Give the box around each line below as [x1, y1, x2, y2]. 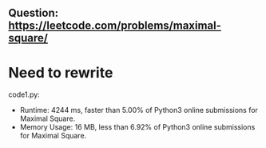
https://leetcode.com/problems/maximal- [8, 19, 222, 33]
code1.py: [8, 90, 40, 99]
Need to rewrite [8, 63, 113, 82]
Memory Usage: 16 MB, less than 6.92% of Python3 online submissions [19, 122, 256, 132]
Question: [8, 6, 59, 20]
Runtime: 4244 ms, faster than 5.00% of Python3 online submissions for [19, 106, 258, 115]
